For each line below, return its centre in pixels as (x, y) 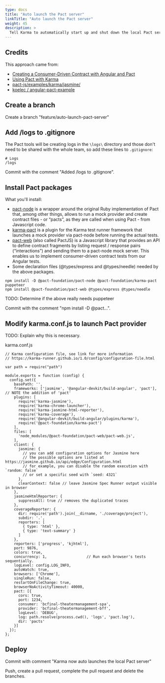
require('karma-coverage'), (47, 414)
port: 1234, (30, 600)
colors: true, (28, 552)
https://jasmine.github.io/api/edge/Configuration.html (63, 462)
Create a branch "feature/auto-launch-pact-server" (57, 117)
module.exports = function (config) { (45, 376)
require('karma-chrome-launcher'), (55, 406)
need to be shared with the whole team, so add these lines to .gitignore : (79, 150)
